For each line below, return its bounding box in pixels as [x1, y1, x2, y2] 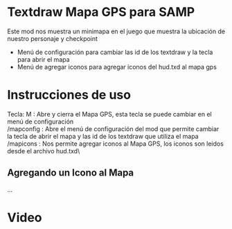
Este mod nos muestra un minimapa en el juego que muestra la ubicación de [7, 27, 226, 35]
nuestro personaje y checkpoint [7, 34, 98, 42]
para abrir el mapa [17, 55, 71, 63]
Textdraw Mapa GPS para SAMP [7, 4, 195, 20]
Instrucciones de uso [7, 87, 132, 103]
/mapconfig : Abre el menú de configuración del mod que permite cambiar [7, 124, 220, 133]
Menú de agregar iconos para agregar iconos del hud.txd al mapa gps [17, 62, 217, 71]
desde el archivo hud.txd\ [7, 146, 80, 155]
